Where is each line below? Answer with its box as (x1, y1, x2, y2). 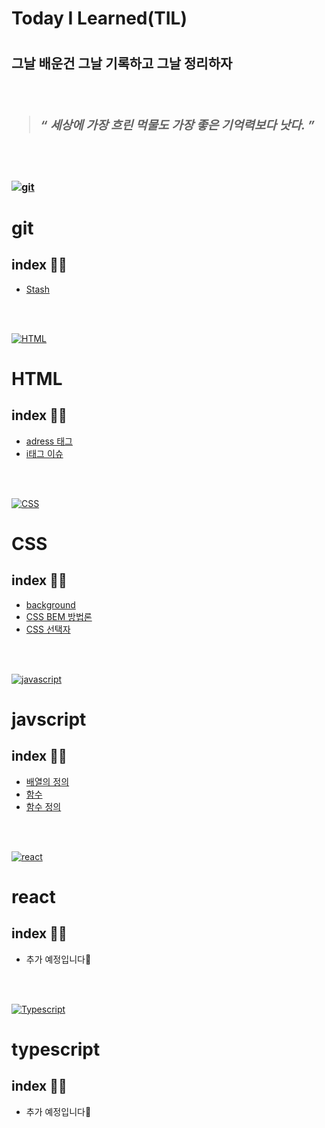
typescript (11, 1038, 101, 1061)
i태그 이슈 (25, 447, 64, 459)
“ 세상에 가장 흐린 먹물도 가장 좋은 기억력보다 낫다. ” (40, 117, 316, 134)
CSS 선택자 (25, 623, 71, 635)
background (25, 598, 76, 611)
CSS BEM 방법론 (25, 610, 93, 622)
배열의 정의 (25, 775, 70, 787)
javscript (11, 708, 87, 731)
